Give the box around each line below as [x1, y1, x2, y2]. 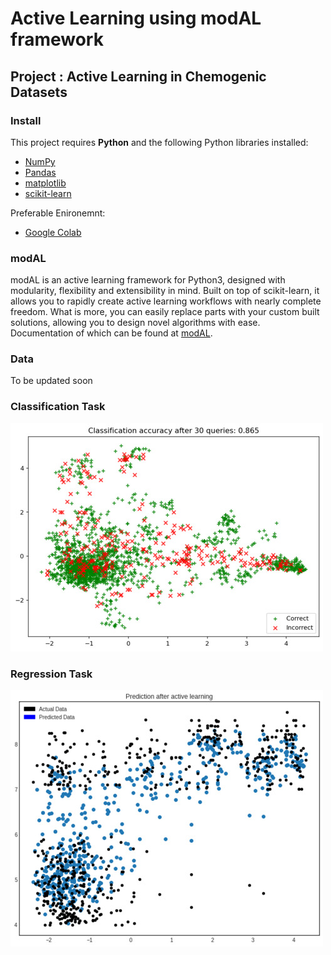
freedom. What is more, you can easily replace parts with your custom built [10, 306, 320, 318]
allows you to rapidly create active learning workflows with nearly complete [10, 295, 322, 307]
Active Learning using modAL [10, 7, 262, 30]
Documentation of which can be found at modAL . [10, 327, 213, 339]
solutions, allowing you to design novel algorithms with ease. [10, 317, 261, 329]
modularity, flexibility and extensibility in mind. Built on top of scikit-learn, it [10, 285, 320, 297]
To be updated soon [10, 375, 93, 387]
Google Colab [24, 226, 82, 238]
